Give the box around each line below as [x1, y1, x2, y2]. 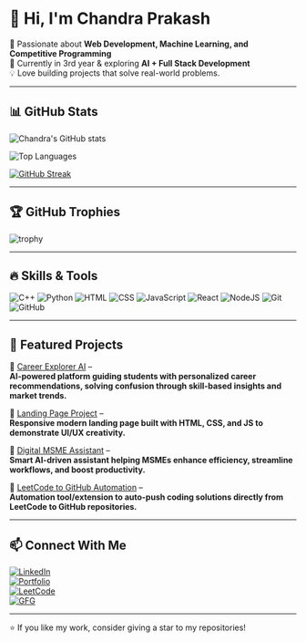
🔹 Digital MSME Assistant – [9, 445, 111, 456]
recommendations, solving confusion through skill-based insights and [9, 380, 282, 391]
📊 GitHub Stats [9, 104, 98, 119]
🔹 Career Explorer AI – [9, 361, 93, 372]
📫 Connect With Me [9, 537, 127, 553]
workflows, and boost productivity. [9, 464, 146, 475]
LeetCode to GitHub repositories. [9, 502, 138, 513]
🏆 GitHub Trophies [9, 204, 121, 220]
